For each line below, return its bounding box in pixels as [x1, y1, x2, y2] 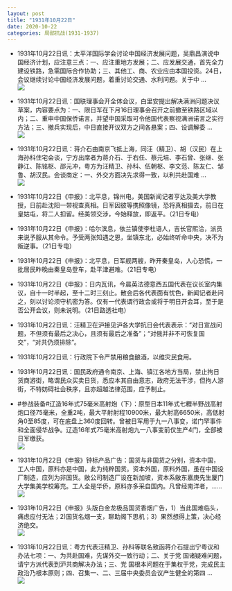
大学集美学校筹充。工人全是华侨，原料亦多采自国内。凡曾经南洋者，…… [17, 482, 222, 490]
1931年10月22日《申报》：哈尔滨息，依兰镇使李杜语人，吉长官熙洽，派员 [17, 225, 223, 233]
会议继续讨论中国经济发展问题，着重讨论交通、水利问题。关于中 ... [17, 76, 206, 84]
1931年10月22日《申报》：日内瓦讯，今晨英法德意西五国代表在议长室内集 [17, 280, 223, 289]
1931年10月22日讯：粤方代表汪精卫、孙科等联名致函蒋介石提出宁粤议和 [17, 542, 220, 551]
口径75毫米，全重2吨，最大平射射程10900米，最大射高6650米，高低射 [23, 409, 225, 417]
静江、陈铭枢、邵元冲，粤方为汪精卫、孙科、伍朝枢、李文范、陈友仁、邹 [17, 162, 224, 171]
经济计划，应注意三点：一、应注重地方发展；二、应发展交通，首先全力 [23, 58, 224, 67]
